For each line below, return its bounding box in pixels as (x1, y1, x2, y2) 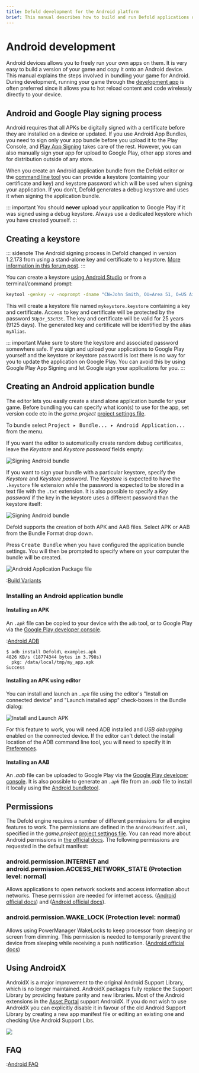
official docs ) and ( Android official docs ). (6, 898, 106, 905)
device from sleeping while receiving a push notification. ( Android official (6, 939, 185, 946)
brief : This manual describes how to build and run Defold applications (6, 14, 190, 20)
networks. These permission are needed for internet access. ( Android (6, 892, 176, 899)
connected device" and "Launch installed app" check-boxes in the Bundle (6, 697, 187, 704)
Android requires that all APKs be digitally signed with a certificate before (6, 124, 185, 131)
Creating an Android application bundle (6, 382, 155, 392)
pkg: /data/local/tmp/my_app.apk (11, 659, 94, 665)
